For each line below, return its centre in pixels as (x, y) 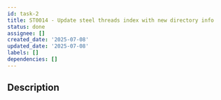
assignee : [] (26, 33)
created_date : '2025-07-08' (48, 40)
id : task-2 (23, 14)
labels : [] (23, 53)
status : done (26, 27)
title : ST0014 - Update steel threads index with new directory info (111, 20)
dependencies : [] (33, 59)
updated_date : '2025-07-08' (48, 46)
